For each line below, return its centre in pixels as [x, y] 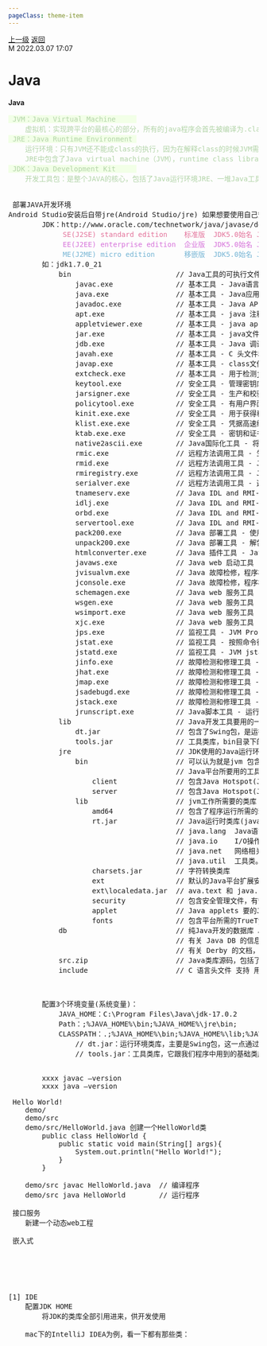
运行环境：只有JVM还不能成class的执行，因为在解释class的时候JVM [139, 149]
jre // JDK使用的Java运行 [155, 751]
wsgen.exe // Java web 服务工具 [164, 602]
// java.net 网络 [212, 851]
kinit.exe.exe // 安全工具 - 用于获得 [166, 413]
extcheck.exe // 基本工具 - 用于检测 [166, 373]
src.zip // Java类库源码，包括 [156, 960]
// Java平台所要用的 [212, 771]
